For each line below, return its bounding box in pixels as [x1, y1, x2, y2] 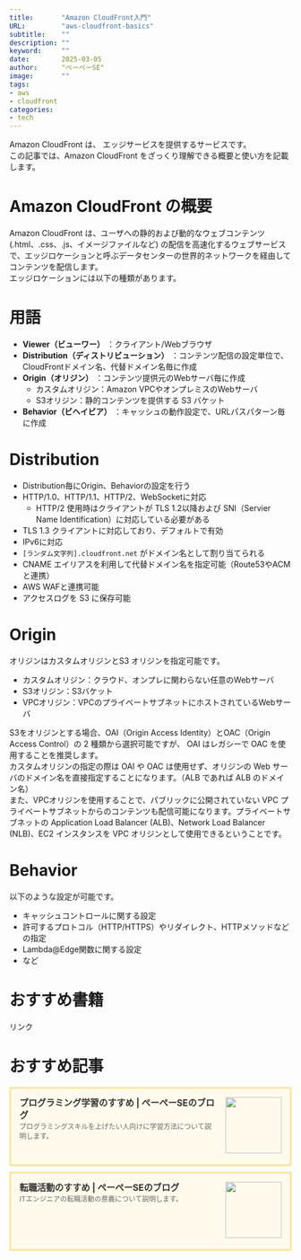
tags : [9, 80, 30, 89]
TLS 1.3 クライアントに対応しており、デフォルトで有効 [21, 524, 224, 535]
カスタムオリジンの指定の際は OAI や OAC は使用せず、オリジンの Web [9, 761, 271, 771]
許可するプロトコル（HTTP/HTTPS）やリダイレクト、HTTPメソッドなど [21, 921, 289, 932]
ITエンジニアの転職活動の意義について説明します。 [19, 1194, 184, 1203]
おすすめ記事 [9, 1056, 105, 1076]
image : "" [9, 72, 70, 81]
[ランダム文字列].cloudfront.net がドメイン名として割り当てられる [21, 547, 266, 558]
